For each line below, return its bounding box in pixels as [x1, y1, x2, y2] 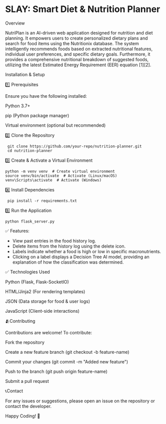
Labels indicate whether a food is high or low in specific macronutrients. [12, 248, 161, 254]
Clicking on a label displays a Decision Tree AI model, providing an [12, 254, 149, 260]
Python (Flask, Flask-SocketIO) [5, 279, 69, 285]
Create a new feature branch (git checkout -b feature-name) [5, 349, 129, 355]
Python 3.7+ [5, 103, 30, 109]
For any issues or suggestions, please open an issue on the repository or [5, 397, 155, 404]
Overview [5, 20, 25, 26]
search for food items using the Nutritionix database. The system [5, 40, 139, 46]
